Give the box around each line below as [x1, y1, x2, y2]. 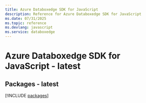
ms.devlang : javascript [5, 25, 53, 30]
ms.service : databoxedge [5, 29, 55, 34]
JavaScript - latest [5, 61, 81, 72]
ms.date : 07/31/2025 [5, 16, 47, 21]
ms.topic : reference [5, 20, 47, 26]
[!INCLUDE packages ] [5, 93, 49, 98]
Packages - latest [5, 80, 59, 88]
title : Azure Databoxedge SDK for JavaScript [5, 7, 98, 12]
